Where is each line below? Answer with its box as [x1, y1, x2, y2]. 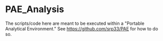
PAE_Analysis [5, 4, 64, 15]
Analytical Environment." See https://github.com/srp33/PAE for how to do [5, 25, 158, 31]
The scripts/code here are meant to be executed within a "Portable [5, 20, 145, 26]
